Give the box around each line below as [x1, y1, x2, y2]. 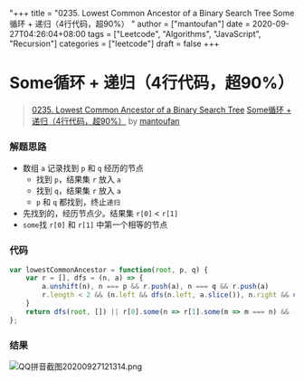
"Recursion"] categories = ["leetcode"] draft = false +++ [9, 38, 220, 49]
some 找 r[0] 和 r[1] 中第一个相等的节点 [22, 219, 168, 230]
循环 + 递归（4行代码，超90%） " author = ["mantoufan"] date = [9, 18, 251, 29]
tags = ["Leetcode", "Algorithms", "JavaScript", [87, 29, 261, 39]
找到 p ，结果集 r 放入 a [35, 174, 121, 185]
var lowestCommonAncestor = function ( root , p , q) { [9, 265, 208, 274]
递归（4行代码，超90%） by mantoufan [31, 115, 180, 126]
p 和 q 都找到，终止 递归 [35, 196, 120, 207]
